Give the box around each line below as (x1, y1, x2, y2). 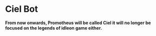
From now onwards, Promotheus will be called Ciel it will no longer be (5, 20, 151, 26)
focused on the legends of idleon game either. (5, 25, 102, 31)
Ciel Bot (5, 3, 38, 15)
